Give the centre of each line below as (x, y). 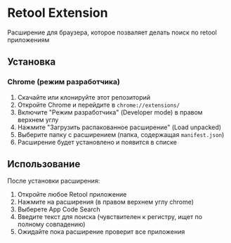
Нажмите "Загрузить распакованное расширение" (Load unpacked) (119, 127)
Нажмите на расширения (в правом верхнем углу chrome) (106, 202)
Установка (32, 62)
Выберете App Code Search (59, 209)
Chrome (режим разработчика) (64, 82)
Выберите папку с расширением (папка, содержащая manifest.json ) (121, 134)
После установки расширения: (54, 181)
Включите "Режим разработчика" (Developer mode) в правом (110, 112)
